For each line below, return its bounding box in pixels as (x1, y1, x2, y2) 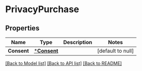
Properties (5, 24, 40, 32)
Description (63, 39, 93, 46)
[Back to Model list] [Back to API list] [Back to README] (5, 60, 122, 66)
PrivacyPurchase (5, 4, 79, 15)
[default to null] (97, 47, 134, 54)
